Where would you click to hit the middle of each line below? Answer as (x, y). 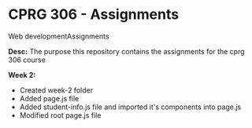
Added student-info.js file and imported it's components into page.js (130, 107)
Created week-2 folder (56, 90)
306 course (27, 60)
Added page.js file (49, 98)
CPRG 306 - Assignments (94, 15)
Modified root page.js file (60, 115)
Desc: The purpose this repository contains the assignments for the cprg (127, 51)
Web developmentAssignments (59, 36)
